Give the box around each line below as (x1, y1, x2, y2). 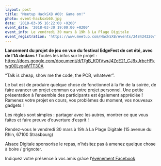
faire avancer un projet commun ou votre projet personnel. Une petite (5, 87, 144, 93)
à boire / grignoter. (5, 146, 42, 152)
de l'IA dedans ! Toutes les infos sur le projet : (5, 52, 97, 58)
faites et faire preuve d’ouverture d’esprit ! (5, 117, 89, 123)
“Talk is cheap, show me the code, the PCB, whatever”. (5, 72, 115, 78)
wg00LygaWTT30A (5, 63, 44, 68)
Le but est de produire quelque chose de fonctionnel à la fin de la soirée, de (5, 82, 157, 87)
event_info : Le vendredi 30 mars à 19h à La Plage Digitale (5, 30, 129, 34)
